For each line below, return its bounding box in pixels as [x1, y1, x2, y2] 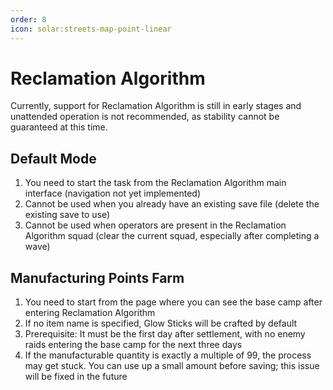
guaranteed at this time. [10, 121, 108, 133]
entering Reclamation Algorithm [24, 307, 156, 319]
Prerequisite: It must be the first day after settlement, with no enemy [24, 328, 306, 340]
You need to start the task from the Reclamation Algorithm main [24, 177, 287, 189]
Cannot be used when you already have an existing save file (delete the [24, 198, 320, 210]
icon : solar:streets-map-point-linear [10, 24, 172, 34]
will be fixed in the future [24, 371, 128, 383]
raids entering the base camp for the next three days [24, 339, 243, 351]
